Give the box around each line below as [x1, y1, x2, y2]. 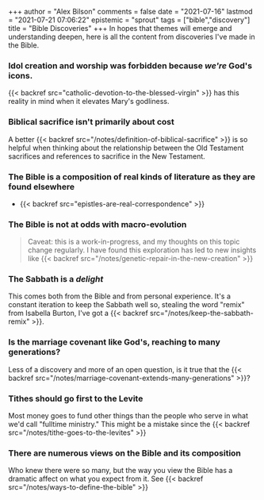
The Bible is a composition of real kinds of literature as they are [8, 171, 256, 182]
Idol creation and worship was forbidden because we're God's [8, 60, 252, 71]
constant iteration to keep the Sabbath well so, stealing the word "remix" [8, 300, 245, 310]
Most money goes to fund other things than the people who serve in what [8, 411, 248, 421]
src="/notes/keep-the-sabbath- [149, 309, 254, 318]
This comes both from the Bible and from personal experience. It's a [8, 291, 231, 301]
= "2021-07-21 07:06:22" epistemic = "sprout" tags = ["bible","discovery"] [8, 15, 251, 25]
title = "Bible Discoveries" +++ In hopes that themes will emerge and [8, 24, 232, 33]
